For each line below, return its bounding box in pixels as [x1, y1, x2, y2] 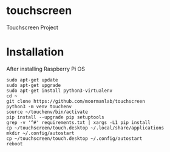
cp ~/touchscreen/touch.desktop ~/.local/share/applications [6, 125, 165, 131]
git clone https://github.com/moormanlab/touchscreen [6, 98, 146, 104]
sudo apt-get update [6, 77, 59, 83]
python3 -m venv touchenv [6, 103, 72, 109]
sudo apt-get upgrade [6, 82, 61, 88]
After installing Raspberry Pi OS [6, 65, 85, 72]
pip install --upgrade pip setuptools [6, 114, 104, 120]
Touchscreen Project [6, 24, 59, 31]
